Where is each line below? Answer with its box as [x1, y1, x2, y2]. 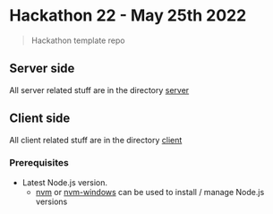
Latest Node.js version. [21, 176, 108, 188]
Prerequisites [9, 157, 69, 169]
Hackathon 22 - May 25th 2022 [9, 5, 247, 26]
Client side [9, 111, 71, 126]
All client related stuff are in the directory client [9, 134, 183, 145]
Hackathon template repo [30, 35, 125, 46]
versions [35, 196, 68, 207]
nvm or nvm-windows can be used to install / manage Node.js [35, 186, 265, 197]
